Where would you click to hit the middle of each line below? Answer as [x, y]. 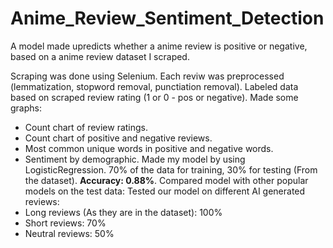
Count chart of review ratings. [86, 127]
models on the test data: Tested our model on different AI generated [165, 191]
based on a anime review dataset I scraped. [100, 56]
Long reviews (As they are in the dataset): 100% [123, 212]
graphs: [26, 108]
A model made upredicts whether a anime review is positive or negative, [159, 46]
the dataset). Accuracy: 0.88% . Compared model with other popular [166, 180]
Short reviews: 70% [65, 223]
